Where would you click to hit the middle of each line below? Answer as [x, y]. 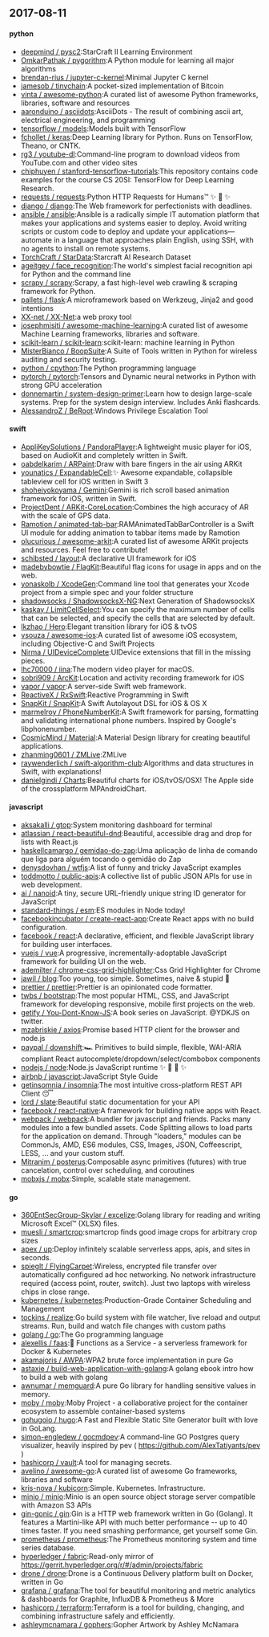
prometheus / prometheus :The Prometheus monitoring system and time [139, 1539]
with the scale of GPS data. [66, 515]
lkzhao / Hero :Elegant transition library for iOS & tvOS [109, 627]
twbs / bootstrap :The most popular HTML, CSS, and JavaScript [125, 996]
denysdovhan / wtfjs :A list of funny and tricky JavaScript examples [131, 867]
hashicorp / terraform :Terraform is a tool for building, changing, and [132, 1608]
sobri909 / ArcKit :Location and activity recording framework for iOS [132, 677]
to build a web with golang [64, 1378]
